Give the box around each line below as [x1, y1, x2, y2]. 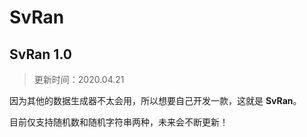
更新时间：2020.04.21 [33, 74, 125, 85]
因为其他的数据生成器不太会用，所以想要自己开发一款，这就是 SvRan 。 [9, 95, 302, 106]
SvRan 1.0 [9, 46, 72, 63]
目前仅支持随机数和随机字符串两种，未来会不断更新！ [9, 116, 229, 128]
